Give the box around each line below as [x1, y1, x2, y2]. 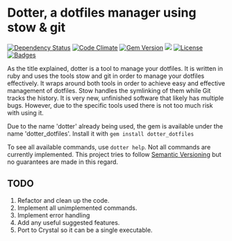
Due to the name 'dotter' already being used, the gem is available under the [7, 122, 224, 130]
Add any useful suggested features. [17, 218, 120, 226]
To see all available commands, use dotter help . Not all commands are [7, 142, 211, 151]
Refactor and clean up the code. [17, 196, 110, 204]
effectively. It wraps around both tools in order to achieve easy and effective [7, 78, 226, 88]
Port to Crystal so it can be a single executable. [17, 226, 153, 234]
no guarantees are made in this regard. [7, 158, 119, 166]
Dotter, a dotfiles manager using [7, 5, 197, 21]
